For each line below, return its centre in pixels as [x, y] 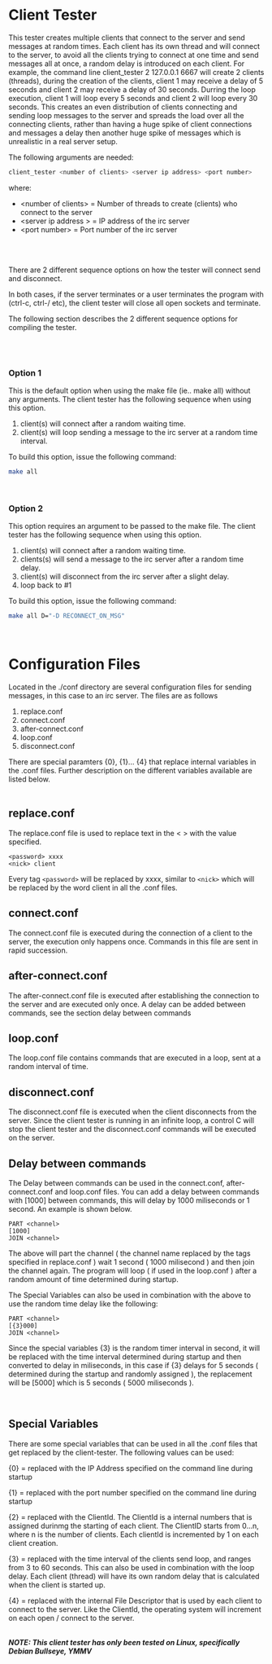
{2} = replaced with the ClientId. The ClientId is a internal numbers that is [130, 1517]
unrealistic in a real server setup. [63, 141]
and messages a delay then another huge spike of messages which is [125, 133]
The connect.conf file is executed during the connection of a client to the [131, 933]
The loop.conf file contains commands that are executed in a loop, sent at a [135, 1058]
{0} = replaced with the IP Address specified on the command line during [131, 1468]
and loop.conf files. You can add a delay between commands [157, 1191]
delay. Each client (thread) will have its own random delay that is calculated [134, 1576]
